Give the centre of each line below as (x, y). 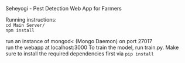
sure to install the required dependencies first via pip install (80, 54)
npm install (20, 30)
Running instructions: (31, 20)
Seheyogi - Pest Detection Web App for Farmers (64, 8)
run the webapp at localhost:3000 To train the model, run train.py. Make (92, 47)
